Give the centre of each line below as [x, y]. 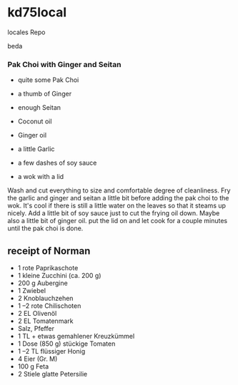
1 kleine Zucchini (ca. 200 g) [59, 276]
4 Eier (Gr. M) [38, 359]
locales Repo [26, 32]
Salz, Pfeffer [36, 329]
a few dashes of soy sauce [57, 163]
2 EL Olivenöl [37, 314]
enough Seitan [39, 108]
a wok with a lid [41, 177]
